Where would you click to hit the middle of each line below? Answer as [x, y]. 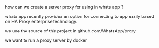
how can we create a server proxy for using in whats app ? [64, 7]
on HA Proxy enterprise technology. [41, 22]
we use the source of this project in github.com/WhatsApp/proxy [71, 31]
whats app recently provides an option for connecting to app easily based [80, 16]
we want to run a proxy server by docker [46, 40]
